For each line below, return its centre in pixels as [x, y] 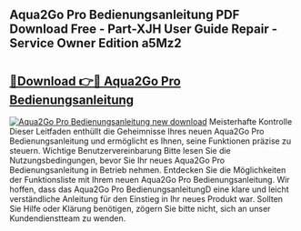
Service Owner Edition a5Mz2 [95, 43]
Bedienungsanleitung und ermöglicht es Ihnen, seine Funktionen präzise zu [150, 141]
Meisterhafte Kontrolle [251, 121]
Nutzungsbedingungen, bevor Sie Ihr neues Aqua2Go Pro [117, 160]
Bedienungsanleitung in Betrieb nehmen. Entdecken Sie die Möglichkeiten [148, 170]
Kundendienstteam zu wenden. [68, 218]
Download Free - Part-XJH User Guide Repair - [143, 30]
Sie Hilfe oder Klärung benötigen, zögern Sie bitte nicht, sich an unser [140, 209]
